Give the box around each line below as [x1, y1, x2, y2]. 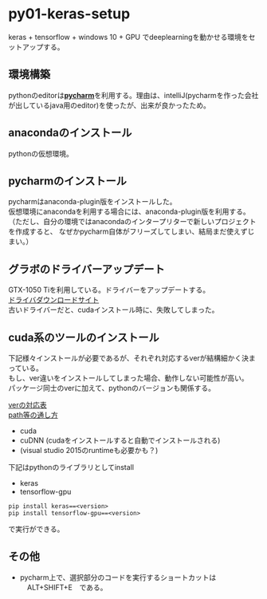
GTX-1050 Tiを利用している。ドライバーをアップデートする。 [8, 285, 210, 295]
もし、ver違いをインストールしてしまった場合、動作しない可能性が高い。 [8, 373, 249, 383]
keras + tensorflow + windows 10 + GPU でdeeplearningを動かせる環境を [8, 32, 249, 41]
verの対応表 [8, 400, 48, 409]
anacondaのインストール [8, 126, 132, 140]
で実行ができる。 [8, 524, 65, 534]
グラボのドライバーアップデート [8, 262, 165, 276]
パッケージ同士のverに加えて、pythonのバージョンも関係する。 [8, 384, 215, 392]
